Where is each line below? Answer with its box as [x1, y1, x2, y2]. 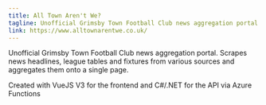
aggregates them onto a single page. [8, 65, 129, 75]
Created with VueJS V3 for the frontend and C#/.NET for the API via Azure [8, 80, 252, 90]
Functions [8, 89, 41, 99]
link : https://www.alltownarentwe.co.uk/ [8, 26, 148, 34]
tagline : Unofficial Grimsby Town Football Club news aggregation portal [8, 19, 259, 27]
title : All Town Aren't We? [8, 11, 102, 20]
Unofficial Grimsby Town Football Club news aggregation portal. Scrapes [8, 49, 248, 58]
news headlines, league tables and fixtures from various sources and [8, 56, 235, 66]
